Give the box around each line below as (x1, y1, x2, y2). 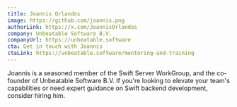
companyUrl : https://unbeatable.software (7, 37, 132, 44)
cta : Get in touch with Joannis (7, 43, 103, 50)
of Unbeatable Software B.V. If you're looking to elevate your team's (31, 76, 230, 84)
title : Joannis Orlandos (7, 10, 81, 18)
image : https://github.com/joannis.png (7, 17, 125, 24)
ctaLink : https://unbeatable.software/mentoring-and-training (7, 50, 195, 57)
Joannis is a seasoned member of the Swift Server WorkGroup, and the (7, 68, 216, 77)
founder (7, 76, 30, 84)
